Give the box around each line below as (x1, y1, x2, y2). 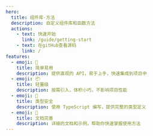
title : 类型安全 (16, 98, 53, 104)
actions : (11, 25, 33, 32)
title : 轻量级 (16, 82, 49, 88)
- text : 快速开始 (16, 31, 56, 37)
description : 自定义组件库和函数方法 (11, 20, 95, 26)
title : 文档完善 (16, 115, 53, 121)
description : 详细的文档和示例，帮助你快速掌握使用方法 (16, 121, 141, 127)
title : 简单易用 (16, 64, 53, 71)
